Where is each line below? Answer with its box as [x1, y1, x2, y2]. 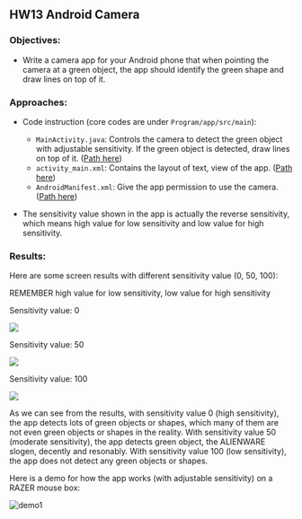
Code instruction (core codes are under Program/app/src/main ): [22, 116, 257, 127]
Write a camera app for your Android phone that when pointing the [22, 54, 270, 66]
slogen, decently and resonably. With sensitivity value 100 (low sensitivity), [9, 446, 288, 457]
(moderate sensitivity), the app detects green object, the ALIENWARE [9, 436, 266, 447]
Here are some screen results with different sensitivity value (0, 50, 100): [9, 270, 279, 281]
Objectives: [9, 34, 61, 47]
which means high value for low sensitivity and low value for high [22, 217, 264, 228]
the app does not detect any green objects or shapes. [9, 455, 209, 466]
